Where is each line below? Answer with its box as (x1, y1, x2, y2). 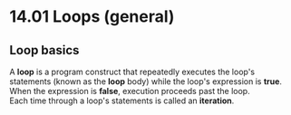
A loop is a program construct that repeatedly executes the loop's (9, 66, 256, 77)
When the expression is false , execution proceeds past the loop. (9, 86, 251, 96)
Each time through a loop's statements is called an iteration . (9, 95, 235, 106)
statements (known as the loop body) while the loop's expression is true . (9, 76, 283, 87)
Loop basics (9, 43, 80, 58)
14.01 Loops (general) (9, 6, 175, 27)
